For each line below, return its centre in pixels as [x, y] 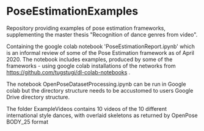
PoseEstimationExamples [72, 11]
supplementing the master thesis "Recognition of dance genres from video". [102, 34]
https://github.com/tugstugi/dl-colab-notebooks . [68, 72]
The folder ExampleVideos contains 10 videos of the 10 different [86, 108]
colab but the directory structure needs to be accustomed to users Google [100, 90]
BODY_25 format [27, 122]
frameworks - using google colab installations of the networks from [91, 66]
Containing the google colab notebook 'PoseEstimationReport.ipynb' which [101, 46]
